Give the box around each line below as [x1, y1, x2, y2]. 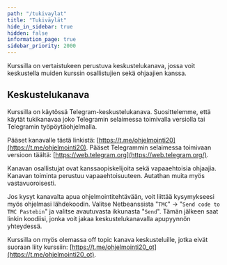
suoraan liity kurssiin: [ [7, 243, 72, 251]
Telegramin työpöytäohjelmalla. [7, 122, 97, 131]
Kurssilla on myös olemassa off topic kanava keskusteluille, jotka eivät [7, 235, 208, 243]
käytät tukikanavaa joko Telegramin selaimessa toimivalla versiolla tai [7, 115, 205, 123]
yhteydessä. [7, 222, 42, 230]
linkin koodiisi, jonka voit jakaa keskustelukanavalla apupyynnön [7, 214, 191, 223]
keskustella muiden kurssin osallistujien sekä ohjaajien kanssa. [7, 69, 187, 77]
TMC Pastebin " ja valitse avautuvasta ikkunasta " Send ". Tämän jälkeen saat [7, 207, 219, 216]
